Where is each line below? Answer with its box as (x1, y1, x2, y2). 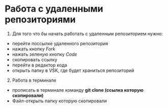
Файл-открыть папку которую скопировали (12, 97, 107, 104)
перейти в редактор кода (12, 62, 68, 68)
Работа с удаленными (5, 3, 104, 15)
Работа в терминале (12, 77, 56, 83)
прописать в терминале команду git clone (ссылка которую (12, 87, 144, 93)
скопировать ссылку (12, 56, 58, 62)
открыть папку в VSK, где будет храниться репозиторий (12, 67, 135, 74)
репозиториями (5, 14, 76, 25)
